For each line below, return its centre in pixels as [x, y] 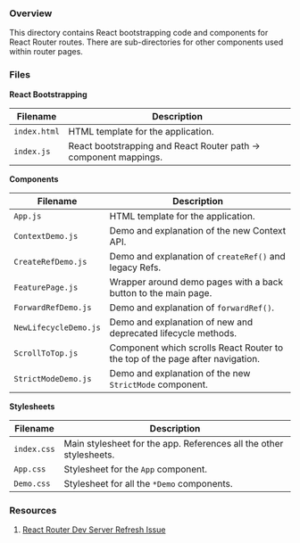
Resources [33, 510]
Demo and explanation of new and [181, 322]
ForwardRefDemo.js [53, 307]
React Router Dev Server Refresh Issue [94, 530]
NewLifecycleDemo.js [57, 327]
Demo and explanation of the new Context [198, 230]
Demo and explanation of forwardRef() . [192, 308]
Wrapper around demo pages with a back [196, 282]
